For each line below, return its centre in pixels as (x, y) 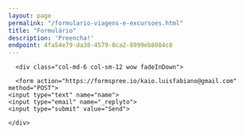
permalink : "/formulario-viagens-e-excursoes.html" (96, 23)
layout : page (30, 16)
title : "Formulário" (43, 30)
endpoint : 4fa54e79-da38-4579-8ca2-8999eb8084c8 (91, 45)
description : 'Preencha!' (51, 38)
